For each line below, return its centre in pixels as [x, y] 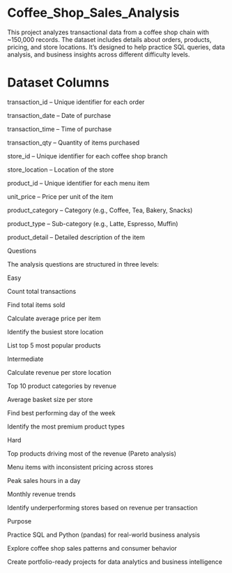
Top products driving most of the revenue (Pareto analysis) [92, 453]
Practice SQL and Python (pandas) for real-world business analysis [104, 535]
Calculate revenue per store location [59, 372]
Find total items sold [36, 304]
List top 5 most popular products [54, 345]
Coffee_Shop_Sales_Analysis [93, 13]
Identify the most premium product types [66, 426]
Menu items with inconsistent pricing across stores [80, 467]
